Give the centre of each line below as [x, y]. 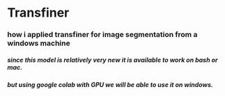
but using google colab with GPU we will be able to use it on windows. [110, 85]
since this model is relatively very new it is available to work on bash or [113, 60]
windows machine [39, 43]
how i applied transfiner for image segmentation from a [102, 35]
